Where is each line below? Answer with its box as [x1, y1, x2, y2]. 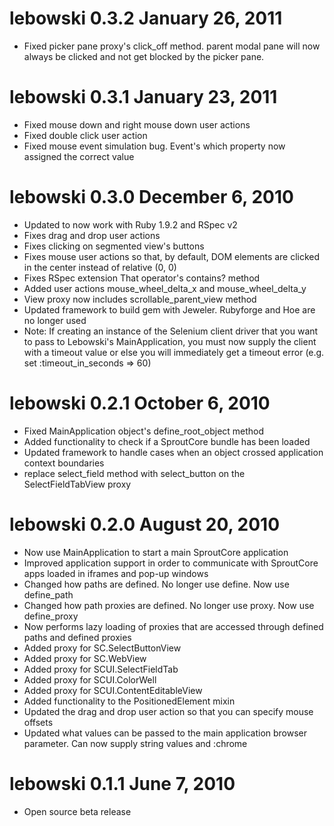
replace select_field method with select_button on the [23, 467, 246, 479]
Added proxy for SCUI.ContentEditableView [23, 684, 203, 696]
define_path [23, 588, 74, 601]
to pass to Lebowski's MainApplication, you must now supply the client [23, 335, 317, 347]
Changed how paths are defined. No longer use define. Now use [23, 578, 290, 590]
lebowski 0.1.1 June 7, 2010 [9, 772, 236, 795]
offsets [23, 716, 54, 728]
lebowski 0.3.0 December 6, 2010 [9, 186, 294, 209]
